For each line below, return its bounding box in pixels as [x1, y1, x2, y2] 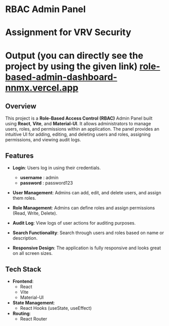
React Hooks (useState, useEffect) [20, 305, 92, 311]
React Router [20, 316, 47, 321]
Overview [5, 102, 37, 111]
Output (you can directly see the [5, 49, 144, 61]
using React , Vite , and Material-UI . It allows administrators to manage [5, 121, 151, 127]
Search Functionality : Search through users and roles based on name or [12, 230, 164, 236]
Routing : [12, 310, 31, 316]
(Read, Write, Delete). [12, 210, 58, 216]
